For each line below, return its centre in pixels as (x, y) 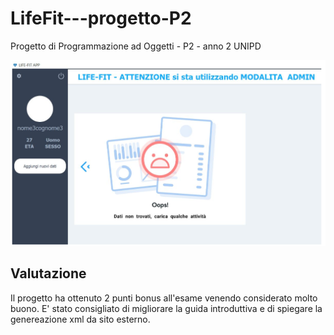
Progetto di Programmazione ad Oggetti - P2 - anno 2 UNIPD (136, 46)
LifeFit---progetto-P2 (101, 18)
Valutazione (48, 273)
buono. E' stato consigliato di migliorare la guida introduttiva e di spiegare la (166, 308)
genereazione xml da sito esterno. (80, 319)
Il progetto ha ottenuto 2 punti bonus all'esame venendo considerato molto (164, 298)
